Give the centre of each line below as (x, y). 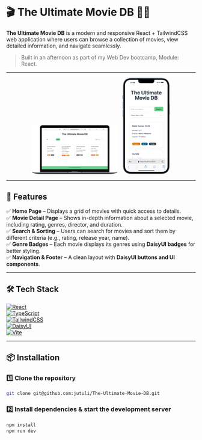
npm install (21, 425)
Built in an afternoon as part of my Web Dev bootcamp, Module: (100, 57)
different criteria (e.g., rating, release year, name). (68, 237)
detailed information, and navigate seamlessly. (64, 46)
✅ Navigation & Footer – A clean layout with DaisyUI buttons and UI (91, 257)
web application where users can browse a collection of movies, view (92, 39)
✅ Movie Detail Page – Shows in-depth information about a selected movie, (100, 218)
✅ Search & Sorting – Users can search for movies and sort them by (91, 231)
